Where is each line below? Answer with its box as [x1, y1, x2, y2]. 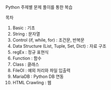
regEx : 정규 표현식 [12, 49, 49, 55]
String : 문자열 [12, 31, 40, 36]
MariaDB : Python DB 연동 [12, 73, 64, 79]
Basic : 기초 [12, 25, 35, 31]
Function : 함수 [12, 55, 42, 61]
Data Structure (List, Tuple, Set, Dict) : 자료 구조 [12, 43, 107, 49]
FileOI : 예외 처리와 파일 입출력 [12, 68, 71, 73]
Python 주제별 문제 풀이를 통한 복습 [5, 4, 73, 10]
